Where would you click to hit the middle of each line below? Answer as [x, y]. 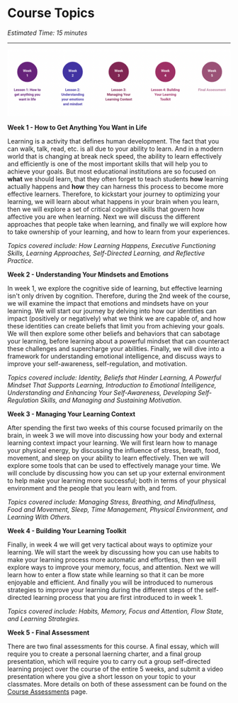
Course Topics [51, 13]
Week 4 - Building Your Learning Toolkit [67, 530]
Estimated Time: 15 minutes [47, 33]
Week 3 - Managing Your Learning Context [72, 414]
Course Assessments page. [47, 692]
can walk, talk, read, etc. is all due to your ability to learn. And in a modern [115, 149]
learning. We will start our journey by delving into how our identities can [112, 311]
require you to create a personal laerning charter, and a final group [104, 654]
